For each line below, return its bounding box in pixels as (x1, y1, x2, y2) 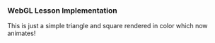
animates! (7, 29, 36, 37)
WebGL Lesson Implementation (7, 6, 118, 16)
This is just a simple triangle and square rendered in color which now (7, 22, 208, 30)
